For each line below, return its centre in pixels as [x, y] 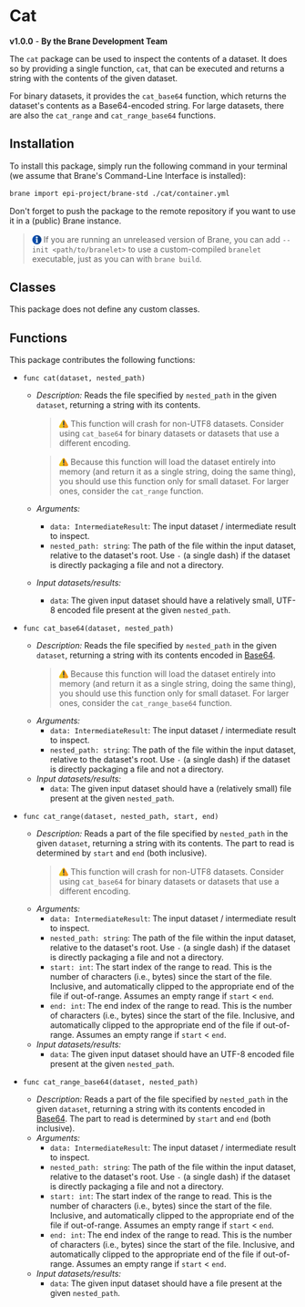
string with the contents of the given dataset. [93, 78]
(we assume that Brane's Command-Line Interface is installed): [127, 175]
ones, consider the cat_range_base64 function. [145, 703]
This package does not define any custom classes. [105, 309]
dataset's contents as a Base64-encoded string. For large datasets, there [147, 105]
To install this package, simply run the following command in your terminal [149, 166]
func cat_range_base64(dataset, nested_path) [110, 1083]
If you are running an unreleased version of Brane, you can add [162, 239]
